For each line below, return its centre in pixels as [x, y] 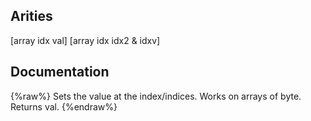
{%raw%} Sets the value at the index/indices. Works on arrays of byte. [156, 96]
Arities [31, 16]
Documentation [60, 72]
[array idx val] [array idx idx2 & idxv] [85, 40]
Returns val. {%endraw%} [64, 106]
